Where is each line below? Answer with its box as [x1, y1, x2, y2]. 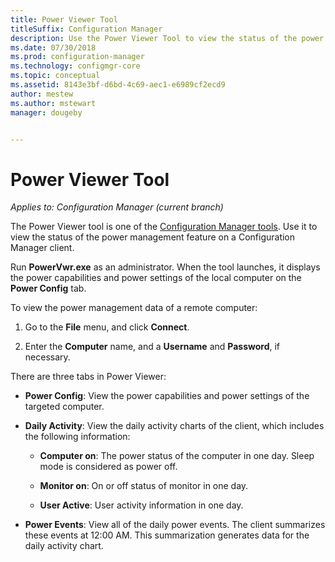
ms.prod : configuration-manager [10, 52, 145, 62]
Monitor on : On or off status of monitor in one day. [39, 480, 249, 492]
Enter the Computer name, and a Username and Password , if [24, 341, 281, 353]
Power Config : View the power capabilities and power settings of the [24, 390, 310, 402]
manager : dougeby [10, 107, 83, 118]
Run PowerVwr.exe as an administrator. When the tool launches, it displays [10, 261, 321, 273]
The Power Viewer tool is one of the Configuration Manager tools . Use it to [10, 221, 318, 233]
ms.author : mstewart [10, 98, 97, 108]
